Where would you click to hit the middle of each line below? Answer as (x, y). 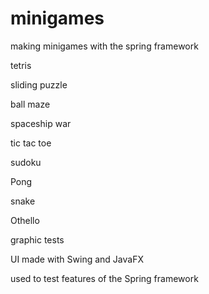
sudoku (26, 162)
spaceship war (41, 123)
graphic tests (37, 239)
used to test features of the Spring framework (104, 278)
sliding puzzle (39, 84)
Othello (25, 220)
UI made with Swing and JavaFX (77, 259)
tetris (21, 65)
